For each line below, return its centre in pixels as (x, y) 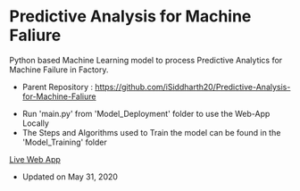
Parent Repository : (58, 87)
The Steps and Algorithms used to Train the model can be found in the (151, 132)
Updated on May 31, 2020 (70, 177)
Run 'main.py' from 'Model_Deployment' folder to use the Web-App (146, 113)
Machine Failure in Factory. (59, 70)
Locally (35, 123)
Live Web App (35, 159)
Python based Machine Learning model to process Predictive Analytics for (146, 60)
